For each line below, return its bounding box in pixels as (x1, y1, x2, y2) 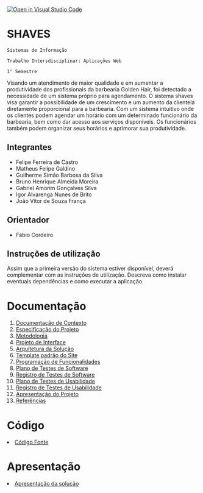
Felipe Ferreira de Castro (15, 158, 79, 166)
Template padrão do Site (15, 352, 78, 359)
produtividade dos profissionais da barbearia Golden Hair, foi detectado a (7, 85, 191, 93)
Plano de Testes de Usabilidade (15, 378, 95, 385)
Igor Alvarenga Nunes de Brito (15, 191, 92, 198)
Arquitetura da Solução (15, 345, 74, 353)
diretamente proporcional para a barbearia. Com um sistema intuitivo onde (7, 105, 194, 112)
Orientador (7, 215, 49, 225)
